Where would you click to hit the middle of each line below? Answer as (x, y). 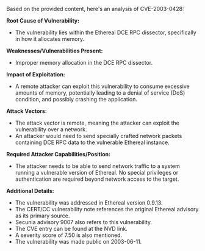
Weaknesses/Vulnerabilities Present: (55, 51)
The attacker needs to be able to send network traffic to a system (97, 166)
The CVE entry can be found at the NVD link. (71, 229)
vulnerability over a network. (51, 129)
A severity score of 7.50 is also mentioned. (69, 235)
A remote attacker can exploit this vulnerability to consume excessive (103, 86)
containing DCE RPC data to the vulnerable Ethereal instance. (92, 142)
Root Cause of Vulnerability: (43, 20)
